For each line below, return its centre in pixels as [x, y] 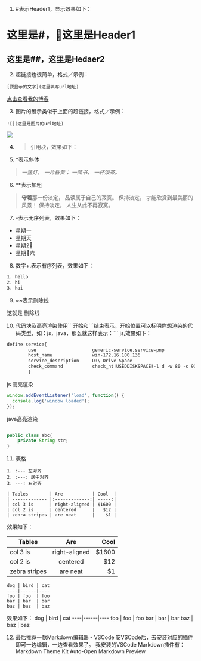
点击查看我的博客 [28, 99]
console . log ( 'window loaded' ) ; [51, 401]
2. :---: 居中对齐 [28, 477]
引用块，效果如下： [54, 147]
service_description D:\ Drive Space [81, 361]
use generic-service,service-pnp [96, 350]
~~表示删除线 [32, 300]
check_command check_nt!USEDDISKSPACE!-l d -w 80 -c [108, 367]
